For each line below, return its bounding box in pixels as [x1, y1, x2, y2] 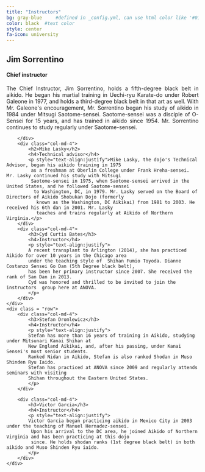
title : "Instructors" [6, 9, 62, 15]
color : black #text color [6, 20, 75, 26]
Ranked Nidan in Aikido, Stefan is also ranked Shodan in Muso [28, 354, 192, 360]
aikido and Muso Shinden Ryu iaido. [6, 444, 99, 451]
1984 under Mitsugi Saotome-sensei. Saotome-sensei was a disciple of [6, 110, 190, 118]
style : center [6, 26, 43, 32]
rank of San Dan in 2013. [6, 273, 72, 280]
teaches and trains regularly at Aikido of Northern [36, 210, 173, 216]
